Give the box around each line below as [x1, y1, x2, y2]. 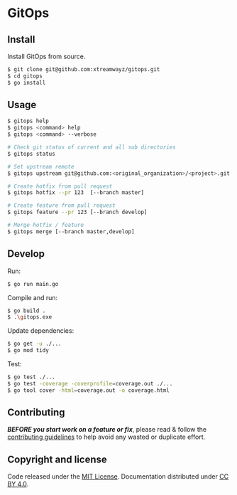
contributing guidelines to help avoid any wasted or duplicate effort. [7, 432, 206, 442]
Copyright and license [7, 453, 108, 465]
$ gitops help [7, 117, 50, 125]
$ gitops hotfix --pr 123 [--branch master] [7, 189, 144, 196]
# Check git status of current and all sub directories [7, 144, 176, 151]
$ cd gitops [7, 73, 43, 80]
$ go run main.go [7, 280, 59, 287]
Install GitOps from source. [7, 52, 86, 60]
